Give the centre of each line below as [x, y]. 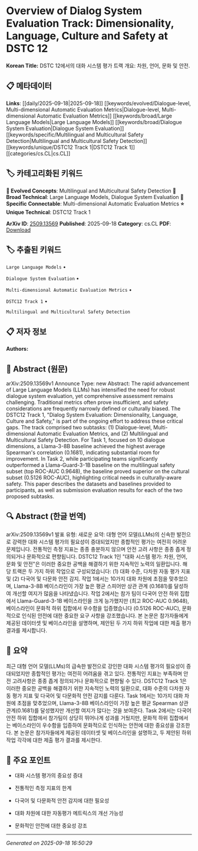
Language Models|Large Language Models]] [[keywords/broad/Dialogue [94, 122]
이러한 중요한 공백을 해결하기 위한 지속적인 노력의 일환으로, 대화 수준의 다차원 [95, 688]
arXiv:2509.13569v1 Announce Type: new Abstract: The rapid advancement [98, 383]
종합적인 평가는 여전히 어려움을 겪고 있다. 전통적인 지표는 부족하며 [107, 673]
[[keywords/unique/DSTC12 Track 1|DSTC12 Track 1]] [71, 147]
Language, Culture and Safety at [87, 36]
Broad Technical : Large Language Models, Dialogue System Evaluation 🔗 [95, 197]
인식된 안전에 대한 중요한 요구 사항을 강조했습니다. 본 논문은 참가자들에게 [105, 615]
